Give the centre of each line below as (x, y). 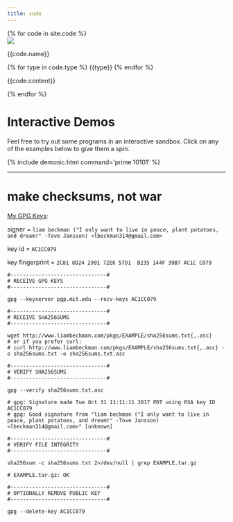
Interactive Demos (61, 122)
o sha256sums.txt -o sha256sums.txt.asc (67, 354)
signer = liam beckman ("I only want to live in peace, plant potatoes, (113, 229)
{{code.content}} (31, 80)
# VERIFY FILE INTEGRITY (43, 444)
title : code (24, 14)
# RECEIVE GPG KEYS (35, 281)
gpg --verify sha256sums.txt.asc (55, 390)
